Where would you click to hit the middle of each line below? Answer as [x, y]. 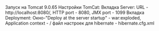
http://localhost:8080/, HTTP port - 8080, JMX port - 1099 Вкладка [75, 12]
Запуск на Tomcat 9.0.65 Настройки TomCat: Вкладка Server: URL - [77, 7]
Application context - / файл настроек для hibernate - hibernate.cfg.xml [80, 23]
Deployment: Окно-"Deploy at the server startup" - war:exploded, [73, 18]
